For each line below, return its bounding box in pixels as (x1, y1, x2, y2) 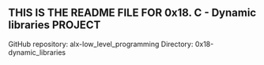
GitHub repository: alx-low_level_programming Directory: (8, 39, 194, 49)
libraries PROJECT (8, 19, 101, 32)
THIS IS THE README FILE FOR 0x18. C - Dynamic (8, 6, 257, 20)
